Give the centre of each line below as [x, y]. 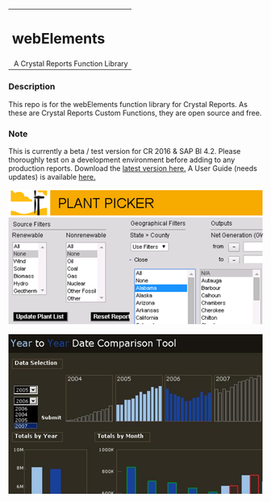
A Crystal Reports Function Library [71, 63]
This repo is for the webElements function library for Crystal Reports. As [128, 104]
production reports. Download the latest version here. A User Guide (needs [133, 168]
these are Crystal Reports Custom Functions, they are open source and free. [135, 113]
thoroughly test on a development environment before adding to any [122, 160]
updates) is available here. [52, 177]
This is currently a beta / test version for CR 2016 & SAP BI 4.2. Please [125, 151]
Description [32, 87]
